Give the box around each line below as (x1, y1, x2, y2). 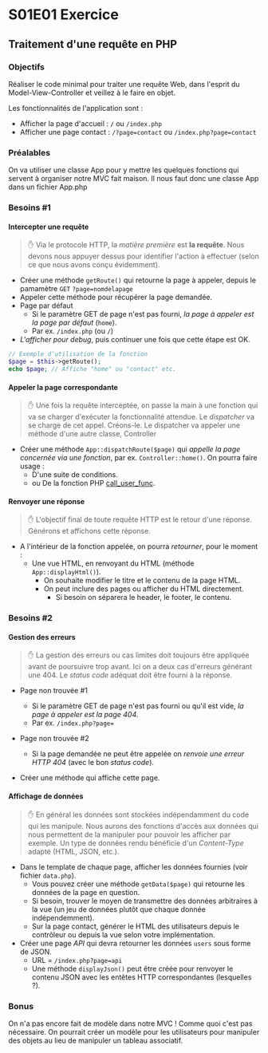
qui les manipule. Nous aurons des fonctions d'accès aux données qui (27, 821, 259, 830)
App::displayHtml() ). (31, 567, 101, 577)
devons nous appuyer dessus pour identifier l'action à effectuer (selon (27, 251, 259, 261)
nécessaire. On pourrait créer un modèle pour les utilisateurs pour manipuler (8, 1027, 260, 1036)
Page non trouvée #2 (19, 734, 89, 743)
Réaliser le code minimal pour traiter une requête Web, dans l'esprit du (8, 79, 241, 89)
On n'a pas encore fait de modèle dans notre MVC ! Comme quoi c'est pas (8, 1019, 253, 1028)
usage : (19, 461, 45, 471)
